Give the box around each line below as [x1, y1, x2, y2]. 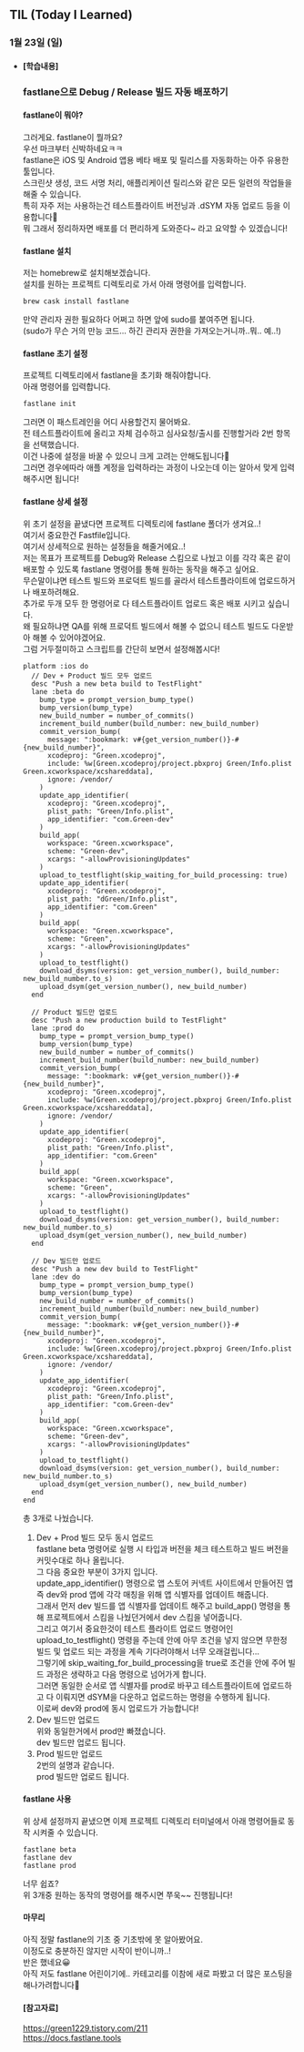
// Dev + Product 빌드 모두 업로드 [31, 671, 153, 680]
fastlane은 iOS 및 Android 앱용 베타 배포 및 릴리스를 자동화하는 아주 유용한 [22, 155, 289, 166]
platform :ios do [22, 661, 89, 670]
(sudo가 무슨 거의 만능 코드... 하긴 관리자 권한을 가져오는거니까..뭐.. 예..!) [22, 325, 282, 336]
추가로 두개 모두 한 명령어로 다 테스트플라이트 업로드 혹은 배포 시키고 [22, 597, 266, 608]
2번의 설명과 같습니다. [35, 1760, 115, 1771]
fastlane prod [22, 1861, 76, 1870]
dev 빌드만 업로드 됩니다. [35, 1737, 126, 1748]
